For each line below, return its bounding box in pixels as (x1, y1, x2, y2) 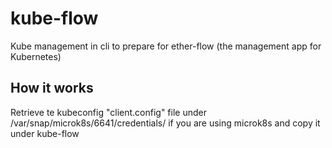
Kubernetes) (10, 50, 62, 62)
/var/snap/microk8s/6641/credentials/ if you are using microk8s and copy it (10, 117, 321, 129)
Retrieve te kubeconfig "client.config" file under (10, 106, 207, 118)
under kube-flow (10, 127, 80, 139)
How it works (10, 80, 94, 97)
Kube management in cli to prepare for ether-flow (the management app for (10, 40, 322, 52)
